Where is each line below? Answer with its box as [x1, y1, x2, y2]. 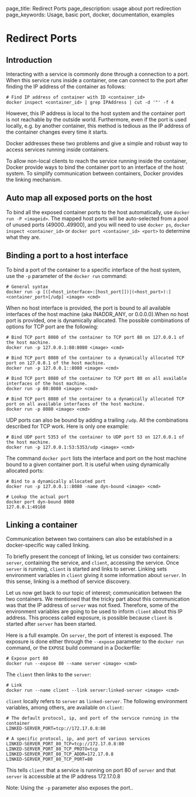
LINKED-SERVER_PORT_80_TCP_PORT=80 [6, 757, 93, 762]
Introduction [6, 55, 53, 65]
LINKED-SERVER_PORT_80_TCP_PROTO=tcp [6, 746, 98, 752]
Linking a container [6, 520, 78, 530]
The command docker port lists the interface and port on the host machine [6, 455, 187, 462]
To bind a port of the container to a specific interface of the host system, [6, 266, 181, 273]
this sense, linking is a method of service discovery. [6, 578, 131, 585]
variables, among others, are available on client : [6, 704, 124, 711]
